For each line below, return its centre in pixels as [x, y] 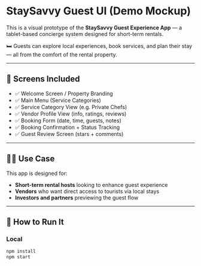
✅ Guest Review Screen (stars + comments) [69, 134]
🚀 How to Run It [35, 222]
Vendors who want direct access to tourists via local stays [87, 191]
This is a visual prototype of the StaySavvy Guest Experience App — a [94, 28]
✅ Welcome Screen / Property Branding [64, 93]
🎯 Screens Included [43, 79]
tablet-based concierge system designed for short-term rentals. [85, 34]
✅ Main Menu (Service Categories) [58, 100]
